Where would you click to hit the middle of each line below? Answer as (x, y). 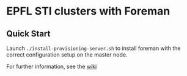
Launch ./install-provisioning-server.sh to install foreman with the (94, 48)
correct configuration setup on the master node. (67, 55)
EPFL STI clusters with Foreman (88, 11)
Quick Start (28, 34)
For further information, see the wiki (52, 66)
